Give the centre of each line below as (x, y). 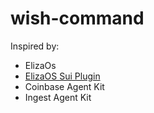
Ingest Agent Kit (58, 97)
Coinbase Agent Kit (64, 86)
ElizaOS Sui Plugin (62, 76)
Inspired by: (35, 46)
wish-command (77, 18)
